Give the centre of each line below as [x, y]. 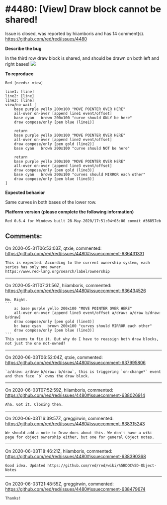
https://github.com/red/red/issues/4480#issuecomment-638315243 [75, 423]
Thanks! [13, 498]
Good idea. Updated [25, 465]
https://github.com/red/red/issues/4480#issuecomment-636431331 [75, 253]
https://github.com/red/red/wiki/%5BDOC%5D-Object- [102, 465]
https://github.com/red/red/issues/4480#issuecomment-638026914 [75, 395]
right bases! [17, 64]
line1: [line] [20, 91]
